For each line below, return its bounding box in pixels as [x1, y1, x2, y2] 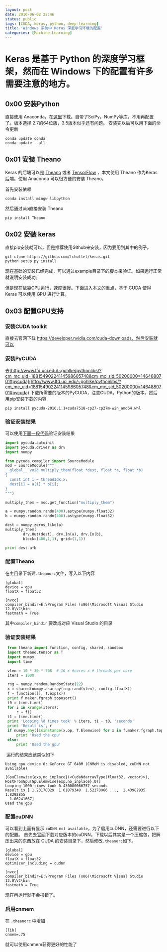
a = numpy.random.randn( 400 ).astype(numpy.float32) [5, 509, 114, 514]
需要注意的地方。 [5, 78, 76, 90]
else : [7, 737, 19, 742]
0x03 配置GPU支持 [5, 307, 64, 316]
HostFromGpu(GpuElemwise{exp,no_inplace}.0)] [5, 779, 101, 784]
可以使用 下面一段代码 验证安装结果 [5, 430, 75, 436]
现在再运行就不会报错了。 [5, 892, 58, 898]
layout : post [5, 7, 32, 12]
